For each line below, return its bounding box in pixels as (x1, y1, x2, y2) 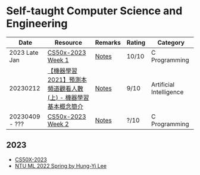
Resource (54, 38, 82, 46)
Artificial (151, 80, 174, 89)
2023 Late (9, 48, 39, 57)
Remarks (95, 38, 121, 46)
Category (157, 38, 185, 46)
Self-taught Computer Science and (6, 4, 183, 18)
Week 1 (47, 55, 70, 64)
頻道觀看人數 (47, 85, 83, 93)
